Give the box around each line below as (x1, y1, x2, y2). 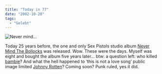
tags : (5, 16, 16, 21)
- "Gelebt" (9, 20, 32, 26)
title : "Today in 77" (5, 7, 49, 12)
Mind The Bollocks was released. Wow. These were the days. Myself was (5, 48, 152, 54)
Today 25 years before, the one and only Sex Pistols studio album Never (5, 43, 150, 49)
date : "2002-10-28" (5, 12, 45, 16)
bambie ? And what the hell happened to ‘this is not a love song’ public (5, 59, 145, 64)
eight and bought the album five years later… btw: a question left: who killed (5, 54, 157, 59)
